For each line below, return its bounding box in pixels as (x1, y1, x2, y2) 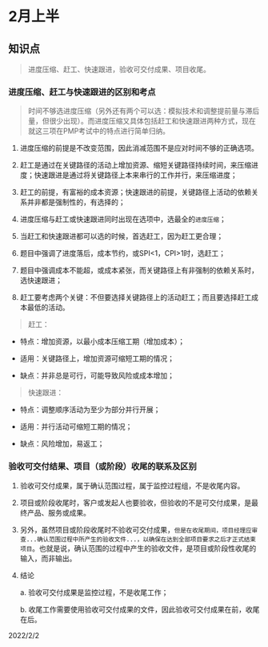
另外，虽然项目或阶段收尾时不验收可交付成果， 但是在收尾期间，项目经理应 (19, 524, 252, 534)
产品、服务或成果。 (26, 507, 90, 517)
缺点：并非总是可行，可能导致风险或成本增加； (19, 370, 174, 381)
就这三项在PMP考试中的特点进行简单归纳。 (27, 126, 170, 136)
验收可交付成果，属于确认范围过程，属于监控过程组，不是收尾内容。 (19, 480, 245, 490)
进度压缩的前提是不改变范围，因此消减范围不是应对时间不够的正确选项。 (19, 144, 258, 153)
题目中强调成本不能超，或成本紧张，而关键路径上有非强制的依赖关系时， (19, 265, 258, 275)
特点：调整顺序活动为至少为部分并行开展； (19, 405, 161, 414)
